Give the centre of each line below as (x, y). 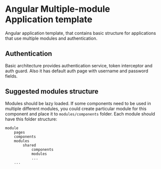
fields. (12, 76)
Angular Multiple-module (58, 9)
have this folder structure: (31, 119)
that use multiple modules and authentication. (51, 38)
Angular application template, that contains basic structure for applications (80, 33)
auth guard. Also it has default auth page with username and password (77, 71)
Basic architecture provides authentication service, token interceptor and (79, 65)
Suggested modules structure (52, 92)
